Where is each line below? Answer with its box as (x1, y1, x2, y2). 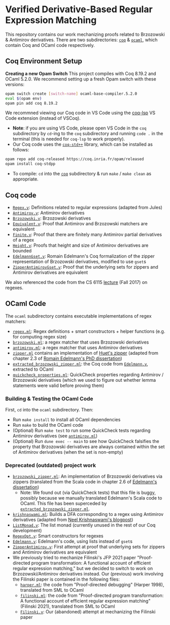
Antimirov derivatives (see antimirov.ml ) (12, 433, 98, 439)
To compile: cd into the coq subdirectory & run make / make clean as (12, 171, 151, 177)
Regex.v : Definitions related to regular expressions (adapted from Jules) (12, 204, 162, 210)
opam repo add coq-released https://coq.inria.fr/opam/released (5, 157, 144, 162)
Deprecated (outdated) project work (5, 461, 96, 468)
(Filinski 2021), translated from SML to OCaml (20, 603, 115, 610)
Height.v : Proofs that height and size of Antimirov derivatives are (12, 242, 149, 248)
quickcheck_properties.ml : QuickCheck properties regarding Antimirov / (12, 371, 164, 378)
